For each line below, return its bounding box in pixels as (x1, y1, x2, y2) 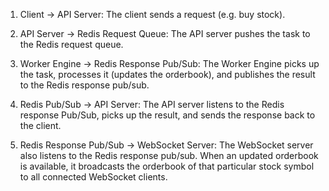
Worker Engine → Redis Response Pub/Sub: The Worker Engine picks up (19, 58, 320, 69)
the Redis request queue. (19, 39, 124, 50)
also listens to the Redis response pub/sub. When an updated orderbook (19, 150, 319, 161)
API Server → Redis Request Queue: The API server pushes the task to (19, 28, 311, 39)
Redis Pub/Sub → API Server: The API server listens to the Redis (19, 99, 285, 110)
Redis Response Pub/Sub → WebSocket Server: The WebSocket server (19, 139, 314, 151)
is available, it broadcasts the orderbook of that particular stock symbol (19, 160, 315, 172)
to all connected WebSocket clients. (19, 171, 168, 183)
